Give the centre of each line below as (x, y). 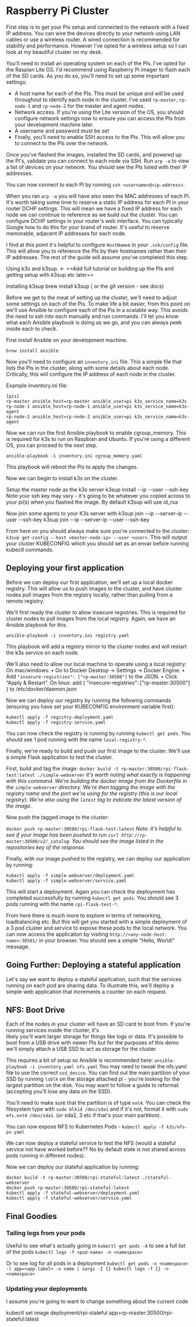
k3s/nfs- (177, 1127)
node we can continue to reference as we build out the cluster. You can (92, 215)
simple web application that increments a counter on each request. (87, 992)
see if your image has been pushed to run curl (62, 834)
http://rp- (134, 835)
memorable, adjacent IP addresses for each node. (66, 233)
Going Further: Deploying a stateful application (94, 965)
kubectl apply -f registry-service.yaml (56, 722)
